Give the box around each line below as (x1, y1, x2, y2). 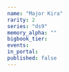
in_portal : (7, 49, 39, 56)
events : (7, 42, 30, 49)
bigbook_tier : (7, 36, 48, 43)
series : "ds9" (7, 23, 48, 29)
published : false (7, 55, 57, 62)
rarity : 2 (7, 16, 36, 23)
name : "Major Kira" (7, 10, 63, 17)
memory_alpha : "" (7, 29, 57, 36)
